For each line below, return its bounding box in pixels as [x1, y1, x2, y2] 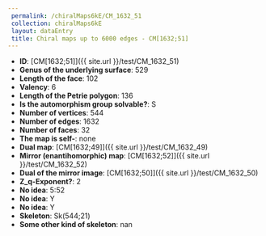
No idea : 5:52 [19, 185, 65, 195]
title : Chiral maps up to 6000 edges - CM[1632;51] [11, 34, 189, 43]
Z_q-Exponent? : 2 [19, 177, 82, 187]
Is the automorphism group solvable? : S [19, 99, 157, 109]
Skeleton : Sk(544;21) [19, 211, 91, 221]
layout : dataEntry [11, 27, 74, 35]
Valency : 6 [19, 82, 57, 92]
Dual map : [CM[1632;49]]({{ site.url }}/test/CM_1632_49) [19, 142, 209, 152]
